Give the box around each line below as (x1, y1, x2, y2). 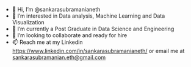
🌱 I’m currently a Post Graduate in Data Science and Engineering (12, 25, 175, 32)
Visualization (12, 19, 45, 26)
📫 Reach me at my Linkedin (12, 38, 83, 46)
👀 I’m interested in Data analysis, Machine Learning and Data (12, 12, 165, 19)
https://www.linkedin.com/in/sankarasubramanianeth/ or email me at (12, 48, 185, 54)
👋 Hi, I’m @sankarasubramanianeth (12, 6, 101, 13)
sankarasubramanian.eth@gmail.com (12, 54, 106, 61)
